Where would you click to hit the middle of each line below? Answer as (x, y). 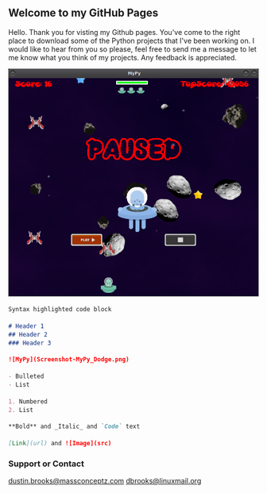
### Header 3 (30, 343)
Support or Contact (46, 464)
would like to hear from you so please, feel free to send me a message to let (132, 49)
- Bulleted (26, 376)
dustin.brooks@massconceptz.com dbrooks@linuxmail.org (105, 481)
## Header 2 (28, 334)
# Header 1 (26, 326)
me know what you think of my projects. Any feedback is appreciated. (122, 57)
